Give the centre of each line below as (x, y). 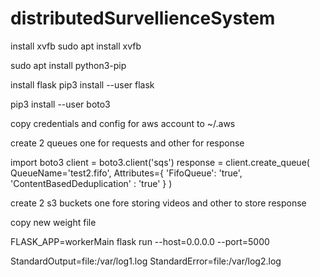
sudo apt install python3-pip (68, 65)
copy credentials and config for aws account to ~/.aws (123, 123)
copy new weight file (53, 222)
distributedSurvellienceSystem (143, 18)
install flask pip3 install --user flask (82, 84)
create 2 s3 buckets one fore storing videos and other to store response (158, 203)
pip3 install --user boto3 (60, 104)
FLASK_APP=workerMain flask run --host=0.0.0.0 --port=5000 (140, 241)
